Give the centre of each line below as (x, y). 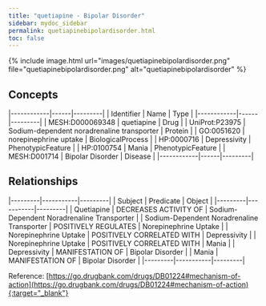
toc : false (26, 38)
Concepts (33, 94)
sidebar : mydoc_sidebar (48, 23)
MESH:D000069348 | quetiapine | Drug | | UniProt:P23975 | (147, 123)
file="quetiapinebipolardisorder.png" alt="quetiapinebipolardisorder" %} (127, 70)
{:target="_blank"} (38, 292)
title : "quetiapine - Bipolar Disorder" (77, 16)
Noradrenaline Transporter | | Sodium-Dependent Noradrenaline (153, 218)
